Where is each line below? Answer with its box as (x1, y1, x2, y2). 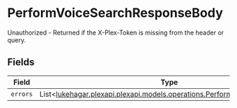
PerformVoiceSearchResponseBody (7, 5, 224, 21)
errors (11, 90, 33, 98)
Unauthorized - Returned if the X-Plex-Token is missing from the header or (7, 28, 224, 37)
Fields (7, 56, 35, 68)
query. (7, 35, 26, 44)
